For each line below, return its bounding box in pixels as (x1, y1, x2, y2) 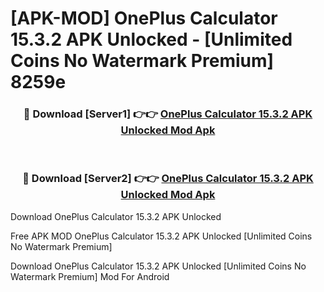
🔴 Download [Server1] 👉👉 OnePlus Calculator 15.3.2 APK (23, 107, 313, 121)
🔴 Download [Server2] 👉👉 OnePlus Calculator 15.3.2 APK (22, 172, 314, 186)
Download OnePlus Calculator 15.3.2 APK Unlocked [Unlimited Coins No (10, 260, 307, 272)
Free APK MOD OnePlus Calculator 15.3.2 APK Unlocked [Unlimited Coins (10, 230, 313, 242)
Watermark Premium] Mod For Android (10, 270, 170, 282)
